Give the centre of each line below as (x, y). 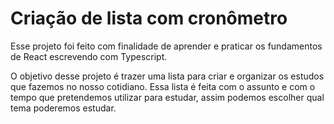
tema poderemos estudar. (63, 108)
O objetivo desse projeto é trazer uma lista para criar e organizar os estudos (167, 76)
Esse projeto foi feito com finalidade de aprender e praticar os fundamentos (166, 46)
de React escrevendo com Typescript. (89, 56)
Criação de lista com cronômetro (149, 18)
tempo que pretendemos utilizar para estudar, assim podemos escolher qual (167, 97)
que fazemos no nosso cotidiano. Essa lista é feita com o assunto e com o (163, 86)
